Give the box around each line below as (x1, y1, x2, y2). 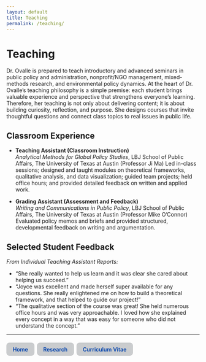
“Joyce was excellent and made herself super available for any (15, 283, 174, 290)
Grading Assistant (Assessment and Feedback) (15, 198, 139, 206)
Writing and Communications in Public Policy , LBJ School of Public (15, 204, 185, 212)
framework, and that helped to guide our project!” (15, 296, 141, 303)
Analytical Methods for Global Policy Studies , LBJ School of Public (15, 153, 184, 161)
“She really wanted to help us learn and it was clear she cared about (15, 269, 188, 277)
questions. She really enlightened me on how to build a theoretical (15, 289, 183, 296)
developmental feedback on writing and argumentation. (15, 224, 156, 231)
